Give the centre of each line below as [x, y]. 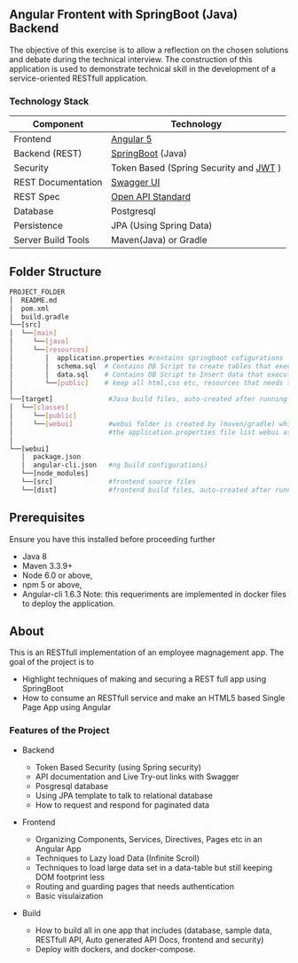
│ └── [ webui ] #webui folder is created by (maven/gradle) [142, 424]
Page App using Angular [67, 707]
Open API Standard [151, 197]
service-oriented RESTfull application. [78, 78]
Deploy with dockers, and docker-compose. [116, 949]
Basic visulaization [69, 896]
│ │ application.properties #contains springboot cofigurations [146, 358]
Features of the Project [59, 730]
